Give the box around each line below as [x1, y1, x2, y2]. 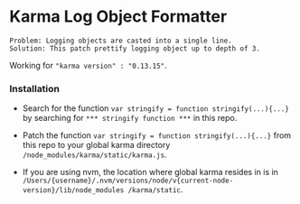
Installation [9, 82, 61, 95]
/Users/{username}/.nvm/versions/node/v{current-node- [22, 176, 234, 186]
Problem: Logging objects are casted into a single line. [9, 36, 232, 45]
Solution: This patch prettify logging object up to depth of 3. [9, 43, 260, 53]
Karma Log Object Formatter [9, 6, 228, 27]
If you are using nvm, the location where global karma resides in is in [22, 167, 278, 178]
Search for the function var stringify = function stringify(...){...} [22, 103, 289, 114]
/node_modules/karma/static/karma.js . [22, 149, 167, 160]
